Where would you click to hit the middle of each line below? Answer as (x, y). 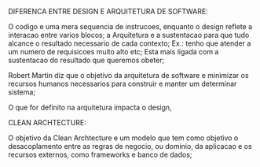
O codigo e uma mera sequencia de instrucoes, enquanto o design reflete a (130, 26)
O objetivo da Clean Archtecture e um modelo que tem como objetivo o (123, 138)
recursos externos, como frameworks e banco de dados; (100, 154)
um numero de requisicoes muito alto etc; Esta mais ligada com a (114, 52)
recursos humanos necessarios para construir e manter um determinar (123, 83)
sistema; (22, 92)
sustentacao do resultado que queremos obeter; (86, 60)
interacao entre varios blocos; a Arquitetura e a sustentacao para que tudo (129, 35)
